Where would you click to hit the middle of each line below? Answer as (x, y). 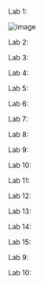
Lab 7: (18, 119)
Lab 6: (18, 104)
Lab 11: (19, 180)
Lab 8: (18, 134)
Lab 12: (20, 196)
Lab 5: (18, 88)
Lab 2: (18, 42)
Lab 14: (20, 226)
